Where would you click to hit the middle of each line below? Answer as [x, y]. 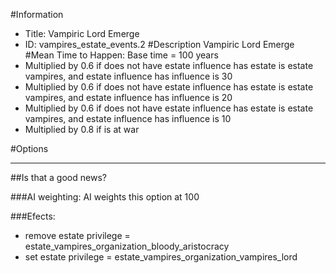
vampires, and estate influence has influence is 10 [128, 118]
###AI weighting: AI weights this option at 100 [105, 197]
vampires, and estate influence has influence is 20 [128, 97]
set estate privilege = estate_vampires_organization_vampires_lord [161, 257]
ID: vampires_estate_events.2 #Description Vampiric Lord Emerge [159, 44]
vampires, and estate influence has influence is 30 [128, 76]
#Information [37, 14]
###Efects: [33, 216]
